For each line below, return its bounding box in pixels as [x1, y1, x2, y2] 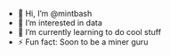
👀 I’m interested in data [17, 17, 102, 28]
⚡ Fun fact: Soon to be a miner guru [17, 37, 149, 47]
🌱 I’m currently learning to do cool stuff [17, 27, 162, 37]
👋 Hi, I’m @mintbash [17, 9, 93, 18]
